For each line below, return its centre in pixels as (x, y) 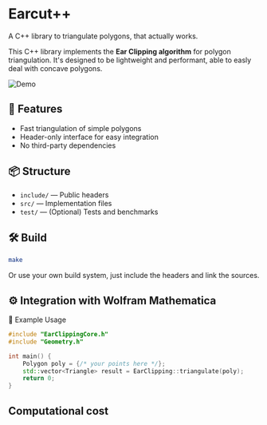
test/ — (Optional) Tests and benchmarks (89, 212)
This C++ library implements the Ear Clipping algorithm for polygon (120, 51)
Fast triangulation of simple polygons (80, 128)
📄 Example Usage (37, 320)
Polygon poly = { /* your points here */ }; (94, 363)
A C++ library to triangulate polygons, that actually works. (103, 36)
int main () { (30, 356)
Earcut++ (40, 14)
